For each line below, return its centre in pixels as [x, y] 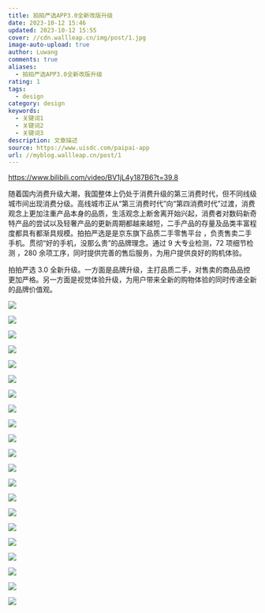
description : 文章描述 [43, 140]
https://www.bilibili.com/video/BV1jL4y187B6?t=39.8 [93, 178]
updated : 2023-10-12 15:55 [52, 30]
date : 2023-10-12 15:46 [47, 23]
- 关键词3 [30, 133]
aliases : [22, 67]
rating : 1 [24, 81]
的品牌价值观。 [32, 290]
